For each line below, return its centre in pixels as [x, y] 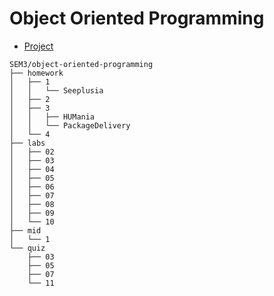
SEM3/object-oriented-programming [81, 64]
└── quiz [27, 248]
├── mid [25, 230]
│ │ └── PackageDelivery [70, 125]
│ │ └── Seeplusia [56, 90]
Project [38, 46]
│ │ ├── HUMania [52, 117]
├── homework [36, 73]
